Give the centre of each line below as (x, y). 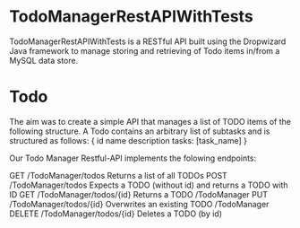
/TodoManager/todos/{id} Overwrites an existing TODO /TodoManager (139, 204)
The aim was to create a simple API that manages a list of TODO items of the (150, 121)
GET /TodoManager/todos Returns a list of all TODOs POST (119, 175)
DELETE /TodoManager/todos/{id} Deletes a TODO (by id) (116, 214)
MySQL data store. (44, 60)
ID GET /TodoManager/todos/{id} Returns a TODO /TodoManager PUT (139, 194)
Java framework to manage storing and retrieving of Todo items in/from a (145, 50)
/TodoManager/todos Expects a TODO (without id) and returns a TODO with (149, 185)
